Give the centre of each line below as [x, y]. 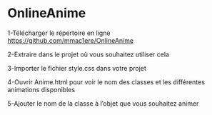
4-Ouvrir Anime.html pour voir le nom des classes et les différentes [106, 82]
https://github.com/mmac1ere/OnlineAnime [71, 40]
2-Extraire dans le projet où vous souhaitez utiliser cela [89, 54]
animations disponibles [41, 89]
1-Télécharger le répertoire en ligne [59, 33]
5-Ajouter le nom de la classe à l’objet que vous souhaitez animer [103, 103]
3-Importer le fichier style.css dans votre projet [77, 68]
